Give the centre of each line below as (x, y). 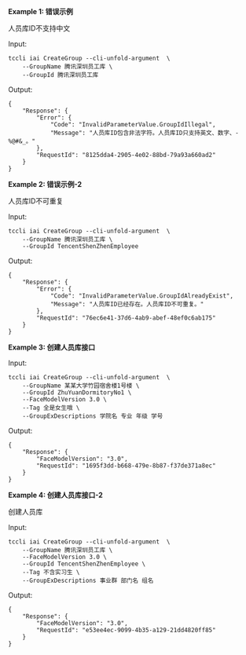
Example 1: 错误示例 (40, 11)
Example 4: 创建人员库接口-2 (56, 495)
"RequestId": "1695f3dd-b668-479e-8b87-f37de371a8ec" (126, 466)
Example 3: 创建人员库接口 (52, 347)
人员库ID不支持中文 (39, 28)
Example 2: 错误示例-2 (45, 184)
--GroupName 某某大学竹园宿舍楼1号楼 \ (81, 386)
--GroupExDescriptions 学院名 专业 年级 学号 (93, 416)
